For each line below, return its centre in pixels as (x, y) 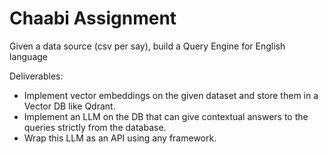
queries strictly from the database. (95, 127)
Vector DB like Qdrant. (69, 106)
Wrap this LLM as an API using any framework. (120, 138)
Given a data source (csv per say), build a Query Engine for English (147, 46)
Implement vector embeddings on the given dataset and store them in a (171, 95)
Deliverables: (36, 76)
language (28, 56)
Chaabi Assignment (93, 18)
